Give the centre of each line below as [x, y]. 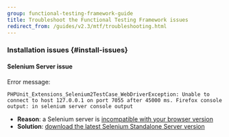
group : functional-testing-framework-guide [70, 13]
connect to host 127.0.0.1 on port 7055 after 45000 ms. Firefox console [115, 100]
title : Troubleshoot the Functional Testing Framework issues [98, 20]
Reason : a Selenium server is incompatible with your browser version [115, 119]
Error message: [29, 82]
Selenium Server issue [40, 66]
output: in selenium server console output [70, 106]
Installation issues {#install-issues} [68, 50]
